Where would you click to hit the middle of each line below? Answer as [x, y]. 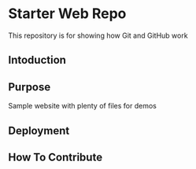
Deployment [39, 130]
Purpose [30, 87]
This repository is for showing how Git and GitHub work [98, 35]
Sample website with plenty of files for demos [83, 106]
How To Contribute [55, 157]
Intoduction [37, 60]
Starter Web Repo [67, 14]
